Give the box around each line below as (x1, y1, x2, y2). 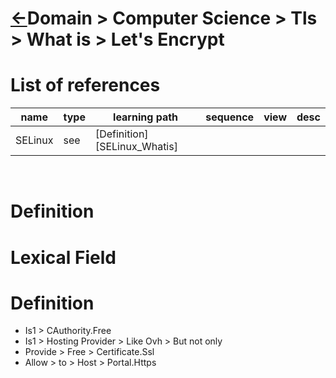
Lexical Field (10, 246, 117, 269)
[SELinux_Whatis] (94, 140, 178, 154)
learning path (113, 110, 179, 124)
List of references (10, 74, 161, 97)
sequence (205, 110, 255, 124)
